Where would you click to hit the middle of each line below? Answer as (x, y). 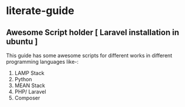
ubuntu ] (22, 41)
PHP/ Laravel (30, 92)
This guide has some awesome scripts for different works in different (89, 56)
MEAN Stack (30, 85)
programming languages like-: (42, 62)
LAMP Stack (30, 73)
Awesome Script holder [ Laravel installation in (93, 32)
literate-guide (40, 11)
